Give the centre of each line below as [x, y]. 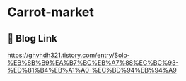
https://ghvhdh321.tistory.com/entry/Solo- [69, 55]
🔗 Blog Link [33, 38]
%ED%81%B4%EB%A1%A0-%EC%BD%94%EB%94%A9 [92, 70]
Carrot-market [51, 12]
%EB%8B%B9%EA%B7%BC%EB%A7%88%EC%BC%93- [93, 63]
